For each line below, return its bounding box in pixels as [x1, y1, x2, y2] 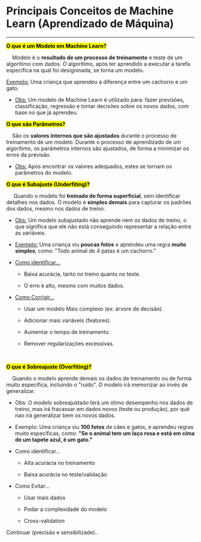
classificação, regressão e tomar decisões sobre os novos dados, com [14, 102, 190, 109]
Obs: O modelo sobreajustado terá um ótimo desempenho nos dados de [14, 399, 193, 406]
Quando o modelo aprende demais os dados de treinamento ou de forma [11, 374, 192, 382]
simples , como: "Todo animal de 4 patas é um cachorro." [14, 247, 157, 254]
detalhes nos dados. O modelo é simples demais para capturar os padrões [6, 199, 191, 206]
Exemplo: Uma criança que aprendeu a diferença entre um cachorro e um [6, 78, 188, 85]
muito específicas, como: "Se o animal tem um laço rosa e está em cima [14, 430, 195, 437]
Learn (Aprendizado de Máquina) [6, 17, 174, 31]
